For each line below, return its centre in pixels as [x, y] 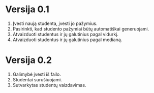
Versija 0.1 [27, 9]
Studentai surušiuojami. [37, 79]
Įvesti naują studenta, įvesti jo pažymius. [55, 23]
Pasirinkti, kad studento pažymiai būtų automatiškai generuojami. [81, 28]
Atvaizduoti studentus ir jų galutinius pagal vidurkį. [65, 34]
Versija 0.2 [29, 60]
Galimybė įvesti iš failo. [37, 74]
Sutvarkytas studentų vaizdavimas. [49, 85]
